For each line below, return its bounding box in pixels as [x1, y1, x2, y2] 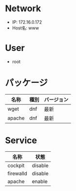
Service [5, 135, 38, 146]
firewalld [7, 170, 28, 177]
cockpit [7, 162, 25, 169]
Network [5, 3, 41, 14]
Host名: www [12, 25, 39, 31]
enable [32, 178, 48, 185]
